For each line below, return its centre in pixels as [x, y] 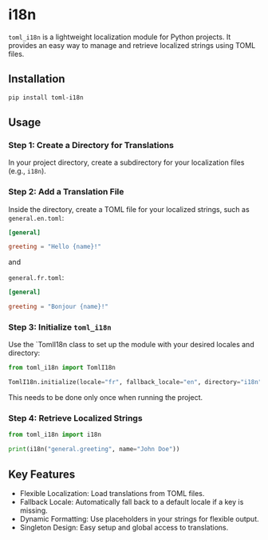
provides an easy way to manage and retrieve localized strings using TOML [132, 45]
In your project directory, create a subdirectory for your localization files [126, 162]
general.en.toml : [36, 218]
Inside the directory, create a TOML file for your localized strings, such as [129, 209]
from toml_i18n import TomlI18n [62, 368]
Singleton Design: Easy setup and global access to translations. [124, 528]
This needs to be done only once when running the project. [106, 398]
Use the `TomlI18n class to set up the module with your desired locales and [131, 345]
